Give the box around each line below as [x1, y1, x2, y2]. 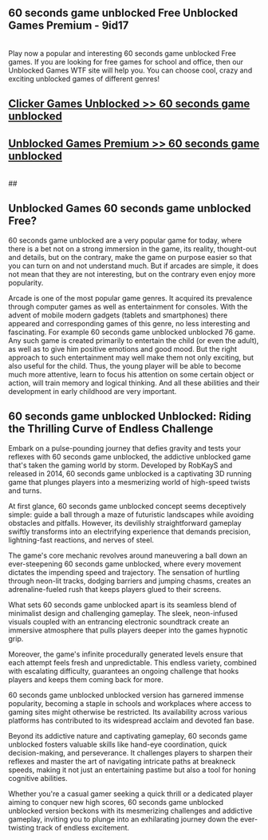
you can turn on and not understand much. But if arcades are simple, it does [8, 261, 259, 270]
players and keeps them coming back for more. [8, 674, 164, 684]
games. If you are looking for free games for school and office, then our [8, 57, 244, 66]
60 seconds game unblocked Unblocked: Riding [8, 410, 251, 424]
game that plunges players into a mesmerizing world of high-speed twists [8, 477, 250, 487]
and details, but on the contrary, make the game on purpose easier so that [8, 252, 253, 262]
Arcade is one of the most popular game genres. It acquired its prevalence [8, 293, 253, 302]
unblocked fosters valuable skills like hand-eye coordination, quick [8, 739, 227, 749]
